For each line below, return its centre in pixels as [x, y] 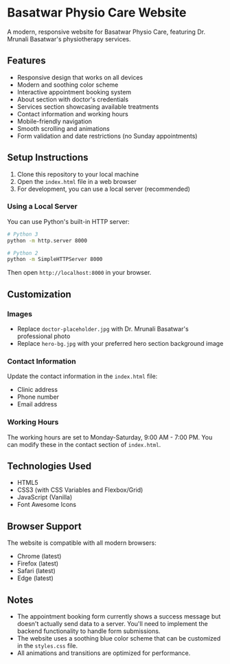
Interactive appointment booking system [74, 92]
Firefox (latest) [38, 563]
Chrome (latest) [39, 557]
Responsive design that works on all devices [80, 77]
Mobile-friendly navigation [55, 121]
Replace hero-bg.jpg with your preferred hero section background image [120, 344]
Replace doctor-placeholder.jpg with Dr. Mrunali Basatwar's [103, 329]
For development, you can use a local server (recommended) [104, 189]
